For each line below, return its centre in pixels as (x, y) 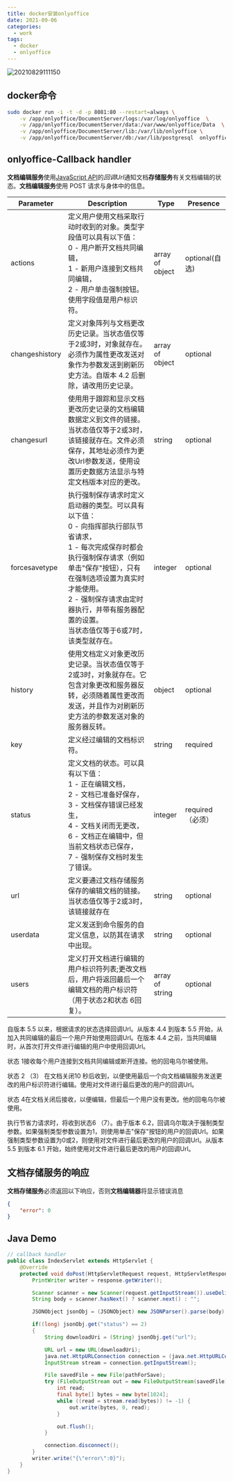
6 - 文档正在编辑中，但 (106, 836)
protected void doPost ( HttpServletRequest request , (96, 1274)
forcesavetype (34, 567)
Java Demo (32, 1238)
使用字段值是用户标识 (103, 299)
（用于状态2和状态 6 (102, 1000)
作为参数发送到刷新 (106, 365)
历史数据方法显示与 (106, 471)
